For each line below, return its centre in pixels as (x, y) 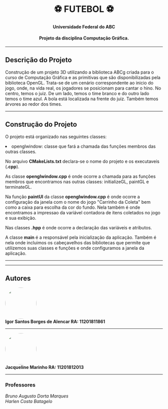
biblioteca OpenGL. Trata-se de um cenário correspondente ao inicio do (79, 83)
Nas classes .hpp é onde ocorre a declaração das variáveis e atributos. (79, 227)
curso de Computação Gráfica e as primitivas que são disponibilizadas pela (83, 77)
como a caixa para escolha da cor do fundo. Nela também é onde (73, 207)
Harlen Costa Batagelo (29, 401)
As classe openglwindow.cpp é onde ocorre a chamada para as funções (80, 176)
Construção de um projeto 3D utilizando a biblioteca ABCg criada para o (79, 72)
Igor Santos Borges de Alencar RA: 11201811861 (55, 322)
